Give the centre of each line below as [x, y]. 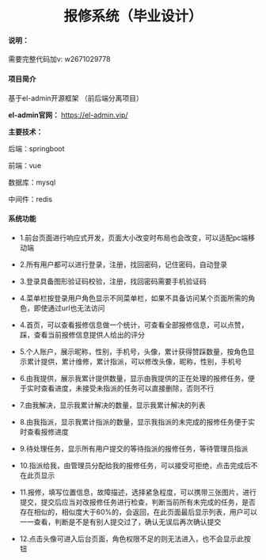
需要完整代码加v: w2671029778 [59, 59]
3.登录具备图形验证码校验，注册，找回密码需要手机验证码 [113, 281]
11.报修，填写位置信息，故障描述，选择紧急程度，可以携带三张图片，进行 [138, 492]
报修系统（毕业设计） [133, 16]
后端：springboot [36, 148]
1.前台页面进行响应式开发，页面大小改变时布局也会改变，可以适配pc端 [134, 238]
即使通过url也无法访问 [69, 308]
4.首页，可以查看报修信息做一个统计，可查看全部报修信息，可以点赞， [134, 325]
